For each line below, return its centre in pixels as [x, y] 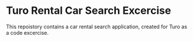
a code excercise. [27, 32]
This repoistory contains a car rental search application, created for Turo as [97, 27]
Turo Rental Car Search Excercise [89, 11]
